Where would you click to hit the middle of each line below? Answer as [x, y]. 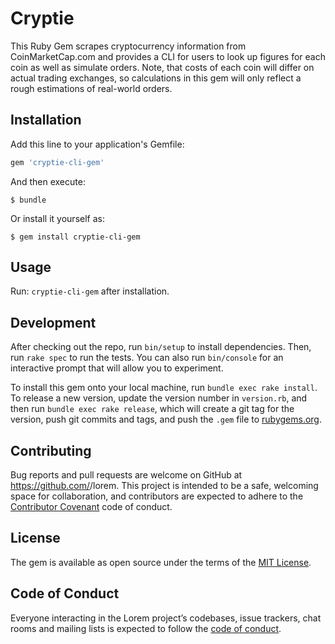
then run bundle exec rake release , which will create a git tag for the [152, 409]
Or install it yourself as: [57, 218]
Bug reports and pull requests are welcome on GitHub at [126, 475]
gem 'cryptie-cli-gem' [57, 162]
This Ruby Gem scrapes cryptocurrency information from [128, 46]
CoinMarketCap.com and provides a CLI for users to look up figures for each [168, 56]
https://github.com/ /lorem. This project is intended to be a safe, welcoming [164, 486]
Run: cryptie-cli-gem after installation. [90, 291]
